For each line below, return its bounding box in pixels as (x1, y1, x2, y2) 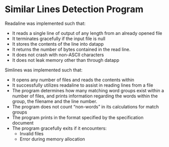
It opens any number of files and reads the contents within (12, 77, 134, 83)
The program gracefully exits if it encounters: (12, 125, 107, 131)
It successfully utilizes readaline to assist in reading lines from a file (12, 82, 153, 88)
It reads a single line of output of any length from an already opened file (12, 30, 163, 36)
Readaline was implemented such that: (5, 20, 86, 26)
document (12, 120, 34, 126)
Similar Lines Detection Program (5, 4, 144, 15)
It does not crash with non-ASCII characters (12, 52, 105, 58)
